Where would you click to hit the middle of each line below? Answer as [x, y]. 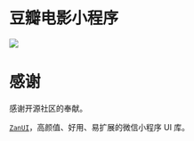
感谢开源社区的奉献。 [48, 108]
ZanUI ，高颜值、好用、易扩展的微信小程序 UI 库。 [99, 127]
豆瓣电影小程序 [64, 18]
